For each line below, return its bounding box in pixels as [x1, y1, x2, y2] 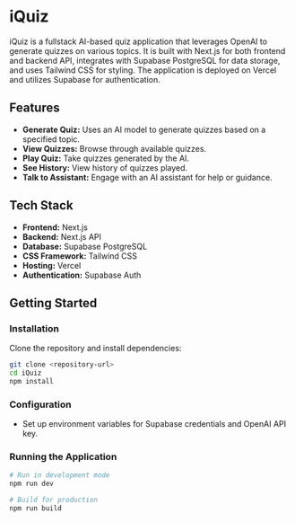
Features [9, 101, 60, 116]
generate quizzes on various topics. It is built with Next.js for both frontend [9, 45, 286, 56]
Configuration [9, 398, 72, 411]
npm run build [9, 504, 63, 513]
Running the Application [9, 451, 117, 464]
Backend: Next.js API [22, 231, 101, 242]
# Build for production [9, 496, 99, 505]
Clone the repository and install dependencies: [9, 343, 182, 354]
